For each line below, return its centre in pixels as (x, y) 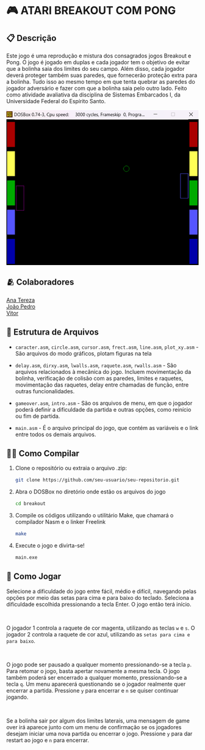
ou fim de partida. (38, 416)
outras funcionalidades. (45, 391)
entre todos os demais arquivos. (56, 434)
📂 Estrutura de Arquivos (53, 332)
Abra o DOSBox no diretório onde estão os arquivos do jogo (90, 492)
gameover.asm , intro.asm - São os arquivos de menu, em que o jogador (104, 403)
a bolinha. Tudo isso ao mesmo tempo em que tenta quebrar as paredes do (101, 82)
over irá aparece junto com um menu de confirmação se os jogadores (94, 727)
